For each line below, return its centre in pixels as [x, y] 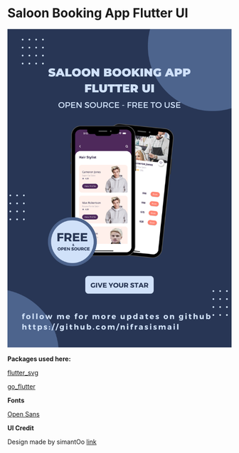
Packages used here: [39, 359]
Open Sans [24, 414]
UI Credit [21, 428]
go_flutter [21, 386]
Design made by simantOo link [52, 442]
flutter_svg [23, 372]
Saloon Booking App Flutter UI [98, 13]
